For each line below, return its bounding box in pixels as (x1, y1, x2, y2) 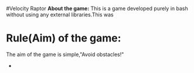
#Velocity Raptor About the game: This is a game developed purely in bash (6, 5, 189, 12)
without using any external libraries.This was (6, 11, 114, 18)
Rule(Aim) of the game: (6, 32, 121, 45)
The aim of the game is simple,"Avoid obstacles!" (6, 51, 124, 58)
